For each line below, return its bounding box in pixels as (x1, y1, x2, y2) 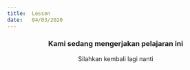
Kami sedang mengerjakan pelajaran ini (47, 39, 184, 49)
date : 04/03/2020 (7, 16, 63, 23)
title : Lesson (7, 10, 51, 17)
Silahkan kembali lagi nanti (78, 54, 154, 62)
